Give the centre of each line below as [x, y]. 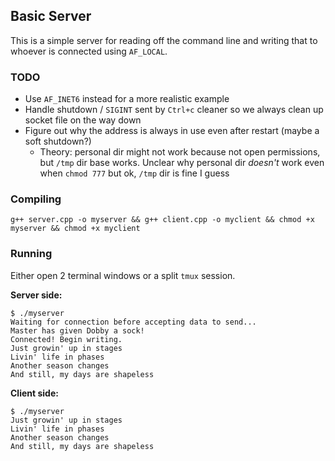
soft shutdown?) [58, 141]
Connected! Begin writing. [66, 339]
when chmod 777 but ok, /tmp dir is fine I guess [134, 173]
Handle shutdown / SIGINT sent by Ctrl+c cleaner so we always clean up [174, 110]
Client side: [34, 393]
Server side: [36, 295]
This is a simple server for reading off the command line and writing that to [164, 40]
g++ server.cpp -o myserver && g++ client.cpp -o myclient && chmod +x [162, 220]
